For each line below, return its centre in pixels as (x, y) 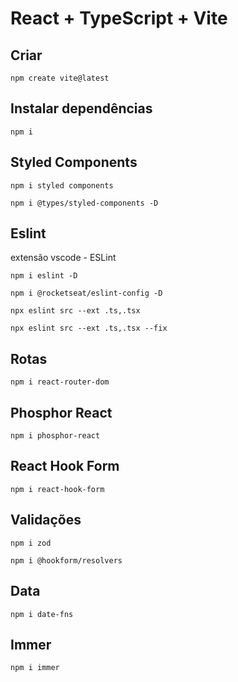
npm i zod (31, 543)
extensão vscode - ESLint (63, 258)
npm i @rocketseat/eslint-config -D (86, 293)
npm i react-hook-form (57, 489)
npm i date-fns (42, 614)
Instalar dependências (81, 108)
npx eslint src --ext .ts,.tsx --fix (89, 328)
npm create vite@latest (60, 78)
